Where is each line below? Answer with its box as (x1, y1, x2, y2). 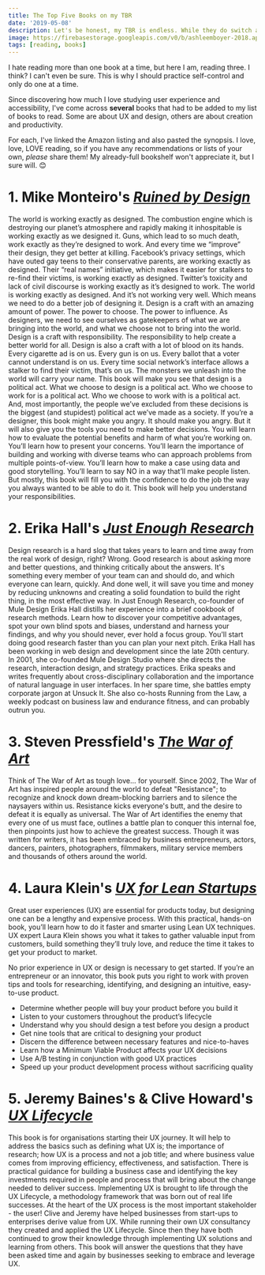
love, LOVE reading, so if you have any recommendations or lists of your (8, 144, 243, 153)
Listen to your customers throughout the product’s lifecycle (19, 1012, 212, 1021)
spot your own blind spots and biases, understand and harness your (8, 622, 230, 630)
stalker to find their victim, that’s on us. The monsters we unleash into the (8, 365, 247, 376)
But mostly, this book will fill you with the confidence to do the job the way (8, 475, 250, 485)
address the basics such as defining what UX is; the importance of (8, 1141, 225, 1151)
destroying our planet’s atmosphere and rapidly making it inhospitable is (8, 223, 242, 233)
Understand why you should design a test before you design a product (19, 1020, 250, 1029)
